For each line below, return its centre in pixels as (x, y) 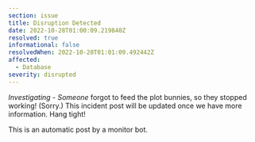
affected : (25, 60)
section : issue (33, 15)
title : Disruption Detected (55, 23)
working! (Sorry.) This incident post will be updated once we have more (125, 106)
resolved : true (33, 38)
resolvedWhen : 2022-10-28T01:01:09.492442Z (81, 52)
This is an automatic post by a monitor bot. (78, 129)
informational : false (44, 45)
